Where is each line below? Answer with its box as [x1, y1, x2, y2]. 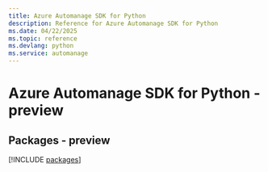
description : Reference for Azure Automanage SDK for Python [8, 19, 219, 27]
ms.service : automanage [8, 49, 89, 57]
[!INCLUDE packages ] [8, 155, 82, 164]
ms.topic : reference [8, 34, 78, 43]
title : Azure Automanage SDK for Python [8, 11, 147, 20]
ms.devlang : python [8, 42, 74, 50]
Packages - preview [8, 133, 111, 147]
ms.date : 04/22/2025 [8, 27, 78, 35]
